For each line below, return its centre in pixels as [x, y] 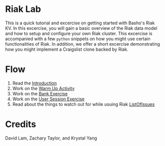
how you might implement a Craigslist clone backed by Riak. [67, 49]
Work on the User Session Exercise [48, 99]
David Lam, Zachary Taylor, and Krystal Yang [51, 138]
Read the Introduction [35, 83]
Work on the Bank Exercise [40, 93]
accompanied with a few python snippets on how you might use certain [78, 39]
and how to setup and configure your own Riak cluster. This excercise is [79, 33]
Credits [21, 124]
